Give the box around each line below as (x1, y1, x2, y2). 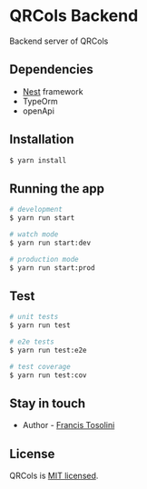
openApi (22, 105, 54, 116)
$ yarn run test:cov (9, 370, 88, 380)
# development (9, 205, 64, 215)
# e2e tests (9, 337, 54, 346)
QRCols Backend (9, 5, 139, 26)
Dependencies (9, 62, 93, 77)
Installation (9, 132, 74, 147)
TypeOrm (22, 95, 59, 106)
